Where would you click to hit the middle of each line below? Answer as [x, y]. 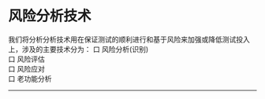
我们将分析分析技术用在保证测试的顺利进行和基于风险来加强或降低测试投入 [129, 39]
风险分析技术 [50, 16]
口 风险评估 [26, 59]
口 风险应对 [26, 68]
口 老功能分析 [30, 79]
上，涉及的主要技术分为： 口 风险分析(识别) [78, 49]
